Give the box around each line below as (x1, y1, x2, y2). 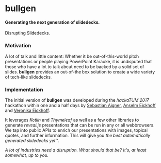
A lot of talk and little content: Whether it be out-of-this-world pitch (5, 53, 139, 59)
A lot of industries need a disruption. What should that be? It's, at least (5, 147, 147, 153)
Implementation (5, 86, 44, 93)
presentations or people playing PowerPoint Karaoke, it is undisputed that (5, 58, 152, 64)
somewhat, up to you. (5, 152, 48, 158)
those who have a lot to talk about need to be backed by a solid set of (5, 64, 145, 70)
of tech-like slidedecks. (5, 74, 52, 80)
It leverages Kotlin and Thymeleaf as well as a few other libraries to (5, 117, 139, 123)
